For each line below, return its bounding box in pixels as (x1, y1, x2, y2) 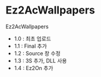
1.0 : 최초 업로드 (14, 35, 52, 42)
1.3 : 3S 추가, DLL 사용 (14, 57, 67, 64)
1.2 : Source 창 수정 (14, 49, 61, 56)
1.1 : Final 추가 (14, 42, 47, 49)
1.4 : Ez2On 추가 (14, 64, 53, 71)
